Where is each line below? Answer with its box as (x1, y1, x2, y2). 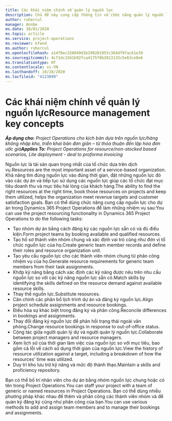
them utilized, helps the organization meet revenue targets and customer (5, 194, 159, 200)
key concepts (5, 118, 64, 130)
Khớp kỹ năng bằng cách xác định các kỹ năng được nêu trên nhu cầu (12, 269, 161, 275)
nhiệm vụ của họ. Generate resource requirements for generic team (12, 258, 154, 264)
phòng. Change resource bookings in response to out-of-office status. (12, 323, 160, 329)
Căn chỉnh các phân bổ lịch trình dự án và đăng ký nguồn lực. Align (12, 296, 154, 302)
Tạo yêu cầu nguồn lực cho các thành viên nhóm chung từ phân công (12, 252, 160, 259)
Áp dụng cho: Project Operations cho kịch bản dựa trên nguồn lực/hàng (5, 135, 158, 141)
